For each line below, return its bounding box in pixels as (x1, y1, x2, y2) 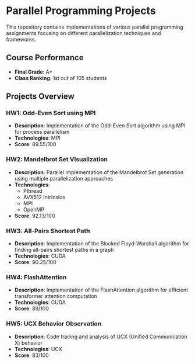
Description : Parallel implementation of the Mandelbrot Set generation (14, 168, 184, 176)
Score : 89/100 (14, 305, 49, 312)
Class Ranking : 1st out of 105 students (14, 74, 107, 81)
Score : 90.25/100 (14, 259, 56, 266)
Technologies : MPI (14, 134, 61, 141)
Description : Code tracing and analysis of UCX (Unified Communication (14, 333, 187, 340)
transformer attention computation (14, 293, 98, 300)
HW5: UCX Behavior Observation (6, 320, 102, 328)
